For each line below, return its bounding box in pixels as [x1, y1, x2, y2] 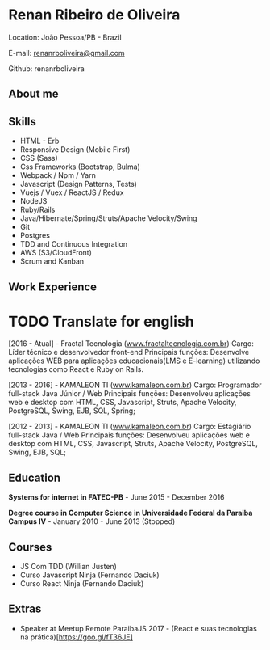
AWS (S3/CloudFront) [19, 248, 93, 258]
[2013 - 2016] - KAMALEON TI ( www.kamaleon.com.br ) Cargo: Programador [8, 380, 262, 390]
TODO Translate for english [8, 312, 195, 331]
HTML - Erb [19, 136, 60, 146]
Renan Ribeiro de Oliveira [8, 6, 181, 24]
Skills [8, 115, 36, 129]
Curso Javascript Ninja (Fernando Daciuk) [19, 570, 160, 580]
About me [8, 87, 59, 101]
